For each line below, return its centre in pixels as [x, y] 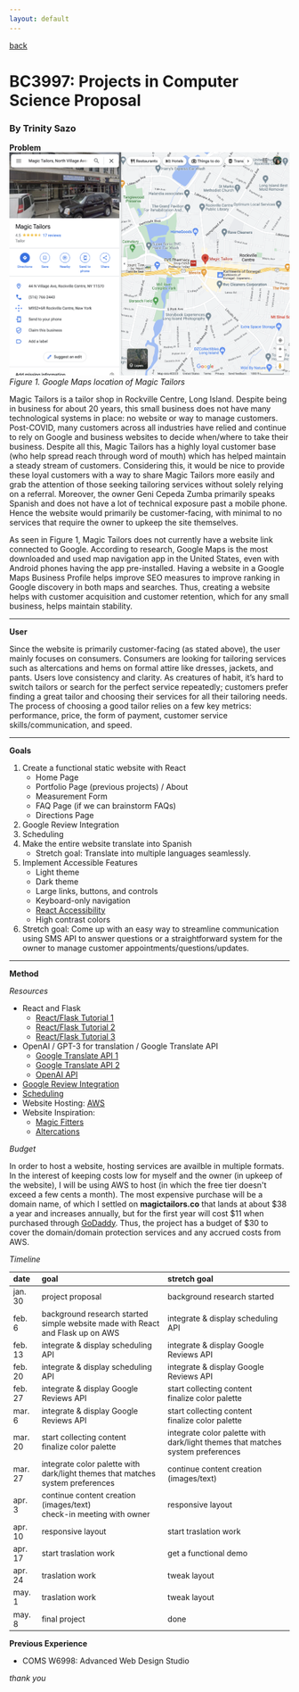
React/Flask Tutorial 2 [75, 1027]
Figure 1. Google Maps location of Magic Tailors [97, 382]
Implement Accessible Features [80, 862]
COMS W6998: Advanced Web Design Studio [105, 1661]
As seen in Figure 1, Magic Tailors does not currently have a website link [141, 539]
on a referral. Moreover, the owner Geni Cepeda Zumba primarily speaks [142, 493]
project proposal [72, 1296]
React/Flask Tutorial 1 [74, 1017]
